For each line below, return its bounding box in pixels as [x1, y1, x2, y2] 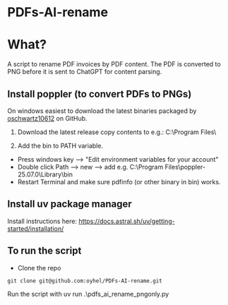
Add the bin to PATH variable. [17, 141, 104, 150]
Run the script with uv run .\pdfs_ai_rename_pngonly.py [7, 289, 169, 298]
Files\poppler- [164, 162, 206, 171]
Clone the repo [17, 263, 61, 272]
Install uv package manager [7, 198, 132, 210]
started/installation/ [7, 224, 64, 233]
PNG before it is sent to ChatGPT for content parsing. [7, 68, 162, 76]
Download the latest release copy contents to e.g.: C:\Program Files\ [17, 128, 217, 136]
